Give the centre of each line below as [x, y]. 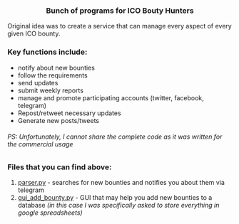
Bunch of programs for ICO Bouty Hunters [120, 11]
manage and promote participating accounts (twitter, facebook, [111, 97]
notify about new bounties [56, 68]
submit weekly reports [51, 90]
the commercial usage [40, 144]
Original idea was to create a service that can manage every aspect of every [119, 26]
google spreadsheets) [50, 213]
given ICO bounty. [34, 33]
